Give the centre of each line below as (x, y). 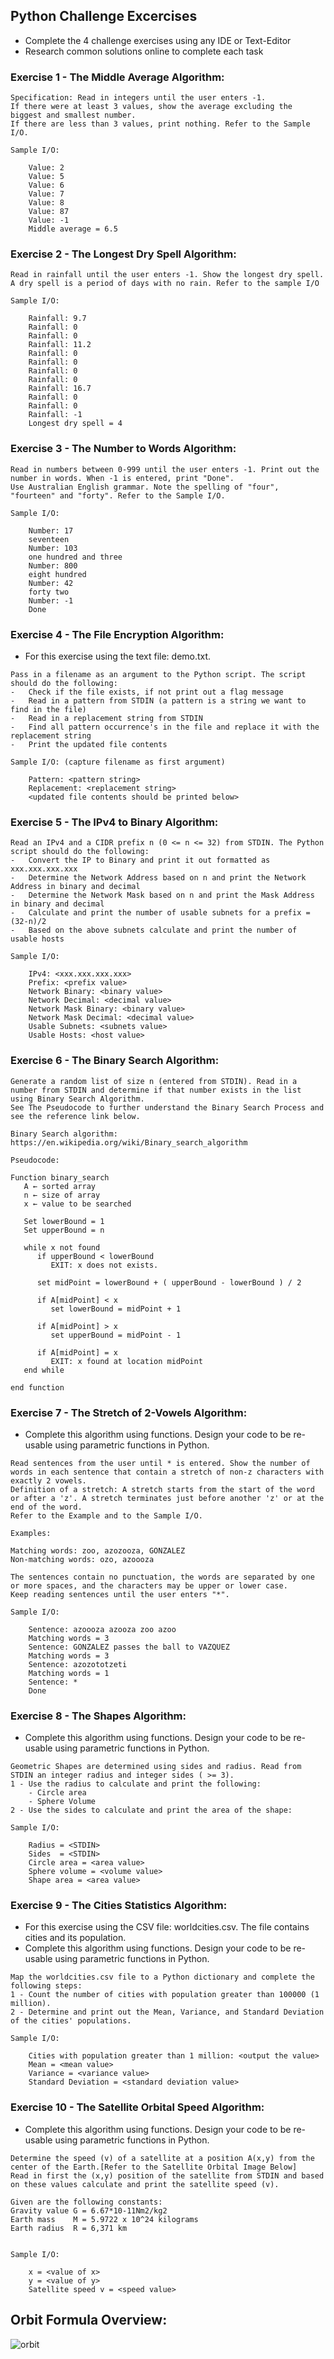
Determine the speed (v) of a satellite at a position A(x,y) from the (162, 2158)
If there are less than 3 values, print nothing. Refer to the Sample (160, 124)
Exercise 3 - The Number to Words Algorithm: (123, 449)
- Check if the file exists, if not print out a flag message (147, 692)
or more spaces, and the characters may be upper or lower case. (149, 1585)
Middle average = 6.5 (73, 229)
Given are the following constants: (86, 2202)
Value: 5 (46, 177)
